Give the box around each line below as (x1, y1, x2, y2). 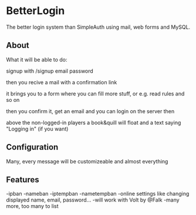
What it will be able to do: (6, 56, 67, 63)
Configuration (6, 142, 59, 152)
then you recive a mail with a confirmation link (6, 79, 117, 86)
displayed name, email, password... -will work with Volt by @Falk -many (6, 196, 180, 203)
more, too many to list (6, 203, 59, 210)
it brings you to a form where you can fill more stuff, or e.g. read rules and (6, 90, 185, 97)
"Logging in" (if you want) (6, 125, 69, 132)
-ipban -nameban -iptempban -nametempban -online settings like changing (6, 190, 190, 197)
